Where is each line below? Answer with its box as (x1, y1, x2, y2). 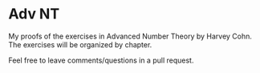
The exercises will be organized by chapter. (8, 39, 152, 49)
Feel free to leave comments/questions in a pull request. (8, 55, 194, 65)
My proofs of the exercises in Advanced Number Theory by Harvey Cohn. (8, 31, 253, 41)
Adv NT (8, 5, 60, 23)
